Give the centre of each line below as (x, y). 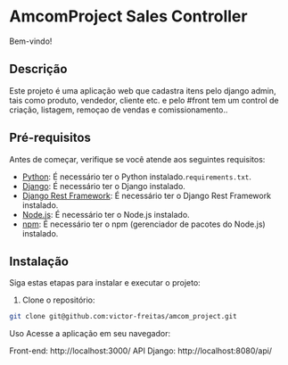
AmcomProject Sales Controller (128, 17)
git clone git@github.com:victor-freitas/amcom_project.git (123, 317)
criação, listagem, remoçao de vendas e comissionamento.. (119, 110)
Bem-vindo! (31, 41)
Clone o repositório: (58, 300)
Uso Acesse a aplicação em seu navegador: (90, 334)
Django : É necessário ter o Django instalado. (103, 186)
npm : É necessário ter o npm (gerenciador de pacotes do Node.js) (144, 224)
